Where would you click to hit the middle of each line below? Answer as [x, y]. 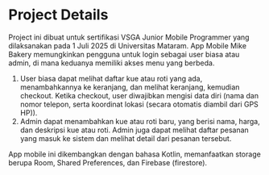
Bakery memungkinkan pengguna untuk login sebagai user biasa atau [124, 54]
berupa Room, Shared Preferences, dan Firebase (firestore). [108, 162]
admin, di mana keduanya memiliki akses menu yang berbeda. [112, 63]
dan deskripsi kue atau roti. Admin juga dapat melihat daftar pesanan [134, 130]
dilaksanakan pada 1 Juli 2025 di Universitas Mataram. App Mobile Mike [128, 45]
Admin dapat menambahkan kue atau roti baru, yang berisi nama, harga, [140, 121]
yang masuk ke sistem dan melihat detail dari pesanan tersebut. [126, 138]
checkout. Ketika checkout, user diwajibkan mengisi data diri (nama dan [139, 95]
